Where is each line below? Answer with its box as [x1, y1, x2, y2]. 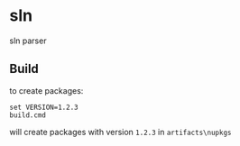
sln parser [9, 35, 47, 46]
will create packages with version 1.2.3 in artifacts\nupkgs [9, 126, 232, 137]
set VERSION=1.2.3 [9, 103, 78, 112]
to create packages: [9, 85, 84, 96]
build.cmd [9, 110, 47, 120]
